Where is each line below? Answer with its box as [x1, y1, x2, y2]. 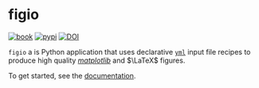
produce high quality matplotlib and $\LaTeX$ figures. [8, 55, 186, 65]
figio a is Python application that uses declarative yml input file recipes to [8, 47, 251, 56]
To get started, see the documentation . [8, 71, 136, 80]
